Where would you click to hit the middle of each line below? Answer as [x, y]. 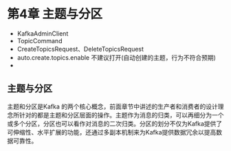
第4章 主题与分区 [55, 14]
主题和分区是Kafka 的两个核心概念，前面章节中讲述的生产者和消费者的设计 [112, 106]
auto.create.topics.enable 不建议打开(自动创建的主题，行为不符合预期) [117, 57]
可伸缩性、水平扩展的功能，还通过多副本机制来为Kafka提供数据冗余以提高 [112, 132]
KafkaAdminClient [43, 33]
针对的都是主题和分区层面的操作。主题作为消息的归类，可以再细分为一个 [121, 115]
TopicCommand [40, 40]
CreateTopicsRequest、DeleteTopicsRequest [80, 49]
